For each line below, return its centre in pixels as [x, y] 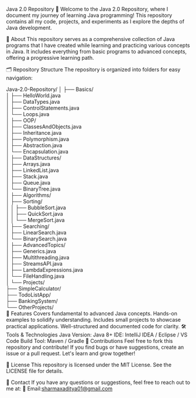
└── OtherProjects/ [30, 307]
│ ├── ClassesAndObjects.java [44, 127]
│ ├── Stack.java [27, 176]
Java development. [29, 28]
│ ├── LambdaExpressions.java [45, 270]
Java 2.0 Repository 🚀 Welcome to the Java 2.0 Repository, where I [87, 9]
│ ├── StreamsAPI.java [34, 263]
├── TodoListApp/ [29, 295]
